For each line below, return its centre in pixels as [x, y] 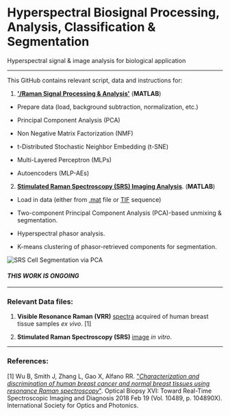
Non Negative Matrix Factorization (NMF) [75, 133]
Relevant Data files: [40, 302]
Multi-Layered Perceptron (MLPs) [64, 159]
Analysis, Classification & [81, 27]
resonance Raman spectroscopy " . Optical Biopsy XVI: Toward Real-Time [110, 391]
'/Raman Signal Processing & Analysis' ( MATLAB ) [89, 93]
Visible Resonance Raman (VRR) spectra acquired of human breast [113, 317]
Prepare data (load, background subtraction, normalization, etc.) [107, 107]
